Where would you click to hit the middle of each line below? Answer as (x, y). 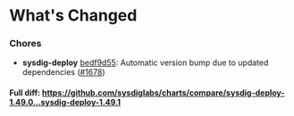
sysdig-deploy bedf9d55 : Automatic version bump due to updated (145, 62)
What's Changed (73, 16)
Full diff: (25, 93)
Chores (25, 44)
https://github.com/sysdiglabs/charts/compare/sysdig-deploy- (163, 93)
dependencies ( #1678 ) (63, 72)
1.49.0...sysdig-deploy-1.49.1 (65, 103)
